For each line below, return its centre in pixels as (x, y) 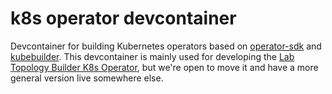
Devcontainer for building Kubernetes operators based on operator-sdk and (166, 46)
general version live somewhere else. (87, 78)
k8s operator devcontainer (123, 18)
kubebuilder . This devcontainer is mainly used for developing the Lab (152, 56)
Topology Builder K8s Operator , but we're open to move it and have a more (164, 67)
